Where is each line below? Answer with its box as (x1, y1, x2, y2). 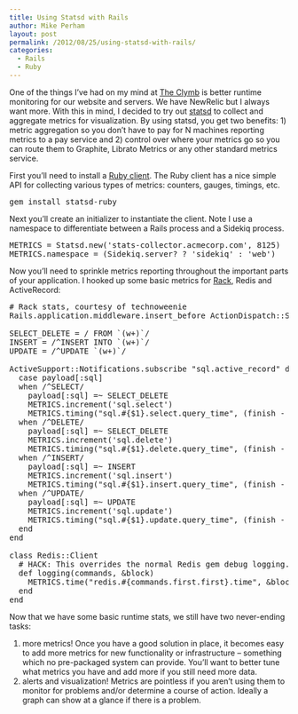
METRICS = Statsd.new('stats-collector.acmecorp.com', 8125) (9, 240, 281, 250)
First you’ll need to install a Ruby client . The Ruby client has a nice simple (9, 170, 277, 180)
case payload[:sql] (18, 372, 104, 383)
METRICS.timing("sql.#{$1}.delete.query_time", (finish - (27, 443, 286, 454)
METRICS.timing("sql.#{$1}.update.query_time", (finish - (27, 514, 286, 525)
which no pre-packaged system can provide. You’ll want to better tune (21, 656, 280, 667)
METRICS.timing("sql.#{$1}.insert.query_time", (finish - (27, 479, 286, 489)
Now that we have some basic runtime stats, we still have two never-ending (9, 611, 286, 622)
